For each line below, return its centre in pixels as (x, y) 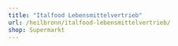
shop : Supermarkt (37, 30)
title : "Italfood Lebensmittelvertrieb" (76, 15)
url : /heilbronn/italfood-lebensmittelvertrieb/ (89, 23)
